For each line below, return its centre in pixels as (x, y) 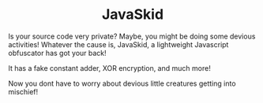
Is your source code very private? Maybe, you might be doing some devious (132, 36)
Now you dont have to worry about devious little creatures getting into (122, 83)
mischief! (23, 91)
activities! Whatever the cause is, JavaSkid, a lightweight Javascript (118, 44)
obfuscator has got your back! (57, 53)
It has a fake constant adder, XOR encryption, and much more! (109, 68)
